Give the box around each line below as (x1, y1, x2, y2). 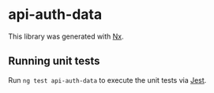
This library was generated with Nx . (8, 32, 124, 41)
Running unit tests (8, 54, 100, 68)
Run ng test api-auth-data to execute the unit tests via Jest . (8, 75, 207, 84)
